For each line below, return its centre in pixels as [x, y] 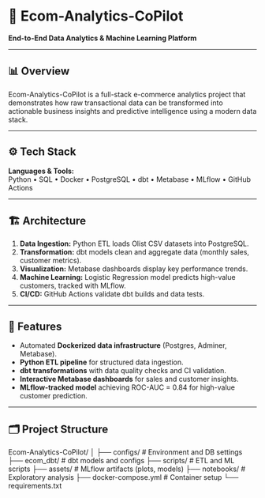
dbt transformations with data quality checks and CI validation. [123, 371]
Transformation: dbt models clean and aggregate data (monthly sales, [134, 252]
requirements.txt [35, 486]
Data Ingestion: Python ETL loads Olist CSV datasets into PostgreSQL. [134, 243]
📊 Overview [39, 72]
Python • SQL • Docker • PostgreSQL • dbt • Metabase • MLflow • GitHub [129, 179]
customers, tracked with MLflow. [73, 286]
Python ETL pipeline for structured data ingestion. [101, 362]
